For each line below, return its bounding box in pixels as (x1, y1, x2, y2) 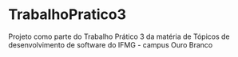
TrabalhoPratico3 (8, 6, 126, 24)
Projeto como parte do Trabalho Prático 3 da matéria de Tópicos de (8, 32, 230, 41)
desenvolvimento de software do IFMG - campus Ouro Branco (8, 40, 213, 49)
